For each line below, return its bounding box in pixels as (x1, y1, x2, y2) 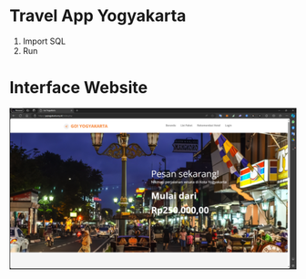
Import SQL (22, 36, 66, 46)
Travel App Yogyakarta (9, 5, 187, 26)
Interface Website (9, 77, 148, 98)
